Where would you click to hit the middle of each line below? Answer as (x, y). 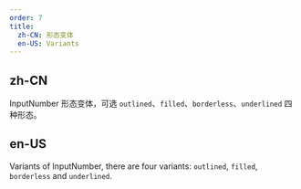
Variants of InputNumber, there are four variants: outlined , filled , (134, 166)
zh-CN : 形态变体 (46, 35)
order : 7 (26, 18)
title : (22, 26)
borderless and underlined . (61, 175)
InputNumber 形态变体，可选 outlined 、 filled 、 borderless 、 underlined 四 (151, 104)
